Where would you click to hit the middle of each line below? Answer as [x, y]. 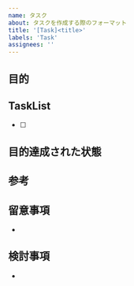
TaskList [30, 106]
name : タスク [28, 15]
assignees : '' [32, 45]
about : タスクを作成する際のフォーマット [68, 23]
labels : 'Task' [33, 37]
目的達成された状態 [55, 152]
